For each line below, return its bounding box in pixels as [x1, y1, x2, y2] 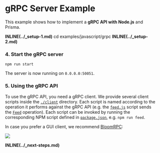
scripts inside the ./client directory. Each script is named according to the [5, 99, 156, 104]
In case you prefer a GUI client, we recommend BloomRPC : [5, 123, 123, 129]
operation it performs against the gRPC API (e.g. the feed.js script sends [5, 104, 152, 110]
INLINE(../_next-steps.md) [5, 142, 60, 148]
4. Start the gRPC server [5, 51, 64, 57]
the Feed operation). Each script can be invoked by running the [5, 109, 130, 115]
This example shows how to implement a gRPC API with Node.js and [5, 19, 143, 25]
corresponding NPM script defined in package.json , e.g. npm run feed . [5, 114, 145, 120]
